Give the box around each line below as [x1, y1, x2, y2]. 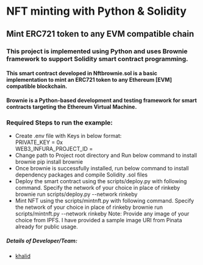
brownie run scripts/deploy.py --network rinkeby [15, 191, 138, 198]
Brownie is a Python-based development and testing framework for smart [6, 96, 197, 104]
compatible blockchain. [6, 82, 68, 90]
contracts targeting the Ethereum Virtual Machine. [6, 103, 137, 111]
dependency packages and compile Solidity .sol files [15, 171, 148, 178]
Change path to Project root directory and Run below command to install [15, 151, 197, 159]
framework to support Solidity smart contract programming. [6, 54, 188, 63]
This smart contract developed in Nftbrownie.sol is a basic [6, 70, 157, 77]
